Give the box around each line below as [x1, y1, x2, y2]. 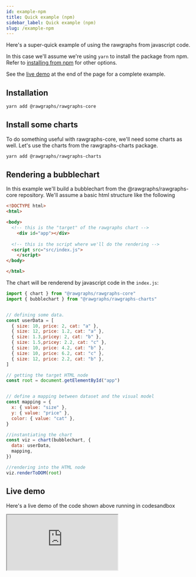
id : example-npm [6, 8, 46, 15]
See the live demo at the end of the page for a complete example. [6, 70, 166, 78]
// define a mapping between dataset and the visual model [6, 394, 155, 399]
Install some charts [6, 120, 79, 130]
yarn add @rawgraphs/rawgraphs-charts [6, 153, 102, 159]
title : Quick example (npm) [6, 14, 76, 20]
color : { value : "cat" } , [11, 415, 76, 421]
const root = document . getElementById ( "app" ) [6, 378, 120, 383]
